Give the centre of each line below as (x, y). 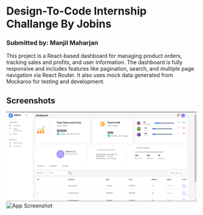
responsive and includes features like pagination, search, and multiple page (100, 69)
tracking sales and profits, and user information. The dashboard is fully (95, 62)
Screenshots (31, 101)
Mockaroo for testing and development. (56, 82)
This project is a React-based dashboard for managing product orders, (94, 56)
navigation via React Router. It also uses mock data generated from (90, 75)
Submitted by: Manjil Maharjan (52, 43)
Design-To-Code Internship (76, 11)
